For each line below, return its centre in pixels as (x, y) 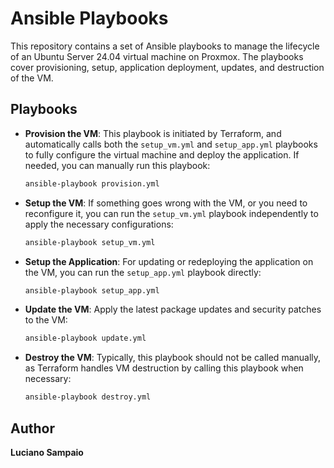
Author (32, 428)
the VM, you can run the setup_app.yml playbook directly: (143, 272)
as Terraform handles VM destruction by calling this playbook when (164, 368)
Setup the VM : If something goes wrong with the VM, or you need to (166, 203)
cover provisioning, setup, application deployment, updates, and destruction (167, 67)
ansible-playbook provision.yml (92, 183)
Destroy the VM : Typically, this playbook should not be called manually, (173, 358)
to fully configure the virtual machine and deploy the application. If (162, 154)
